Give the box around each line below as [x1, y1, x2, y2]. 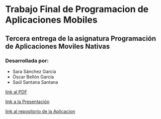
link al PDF [5, 89, 28, 95]
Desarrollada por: [5, 57, 49, 64]
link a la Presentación [5, 98, 50, 104]
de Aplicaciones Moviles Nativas [5, 42, 110, 51]
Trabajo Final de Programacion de [5, 4, 149, 15]
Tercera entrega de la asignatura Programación [5, 34, 156, 43]
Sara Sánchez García [12, 68, 56, 74]
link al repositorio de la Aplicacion [5, 108, 75, 114]
